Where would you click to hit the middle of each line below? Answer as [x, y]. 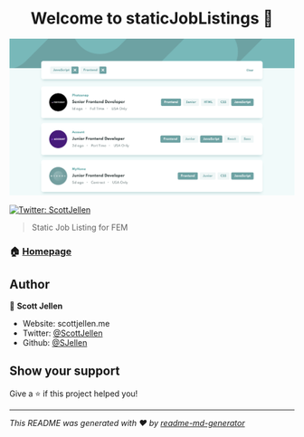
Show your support [65, 371]
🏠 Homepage [41, 252]
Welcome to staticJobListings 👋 [152, 19]
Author [29, 284]
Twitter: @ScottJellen [62, 333]
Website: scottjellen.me [66, 324]
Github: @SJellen [55, 343]
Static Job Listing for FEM [80, 228]
